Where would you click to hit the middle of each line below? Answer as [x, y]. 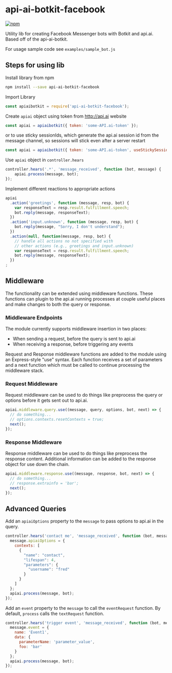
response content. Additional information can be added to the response [81, 459]
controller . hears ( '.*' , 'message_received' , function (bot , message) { [83, 170]
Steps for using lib [35, 65]
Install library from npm [30, 78]
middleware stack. [25, 370]
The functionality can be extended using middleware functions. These [79, 293]
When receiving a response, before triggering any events [73, 344]
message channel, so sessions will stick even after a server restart [76, 141]
